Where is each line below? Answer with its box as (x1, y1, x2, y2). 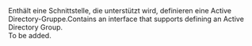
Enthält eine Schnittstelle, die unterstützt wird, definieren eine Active (8, 6, 232, 15)
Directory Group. (8, 23, 63, 32)
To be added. (8, 31, 52, 40)
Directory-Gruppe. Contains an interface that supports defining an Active (8, 14, 244, 23)
